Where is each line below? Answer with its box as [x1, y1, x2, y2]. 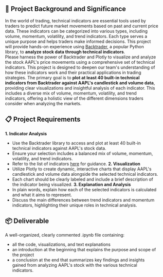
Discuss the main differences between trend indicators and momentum [12, 197, 155, 203]
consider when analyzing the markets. [5, 100, 82, 106]
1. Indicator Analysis [5, 130, 47, 136]
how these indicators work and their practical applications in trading [5, 69, 142, 75]
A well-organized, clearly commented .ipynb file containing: [5, 232, 125, 238]
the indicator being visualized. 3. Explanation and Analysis [12, 181, 131, 187]
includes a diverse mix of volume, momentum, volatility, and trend [5, 90, 137, 96]
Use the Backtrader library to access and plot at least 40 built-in [12, 140, 141, 146]
